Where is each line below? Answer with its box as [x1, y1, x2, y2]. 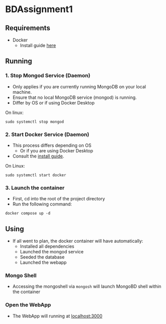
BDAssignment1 [5, 4, 73, 15]
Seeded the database [20, 254, 65, 260]
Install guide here [20, 42, 56, 48]
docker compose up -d [5, 211, 51, 216]
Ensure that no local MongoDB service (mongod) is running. [12, 94, 137, 100]
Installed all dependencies [20, 243, 74, 249]
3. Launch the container [5, 184, 65, 191]
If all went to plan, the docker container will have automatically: [12, 238, 143, 244]
